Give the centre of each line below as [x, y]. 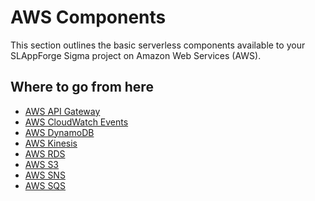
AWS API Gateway [62, 111]
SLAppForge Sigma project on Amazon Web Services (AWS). [136, 55]
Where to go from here [82, 87]
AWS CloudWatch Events [76, 122]
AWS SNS [45, 175]
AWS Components [88, 17]
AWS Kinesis [51, 143]
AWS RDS [45, 153]
